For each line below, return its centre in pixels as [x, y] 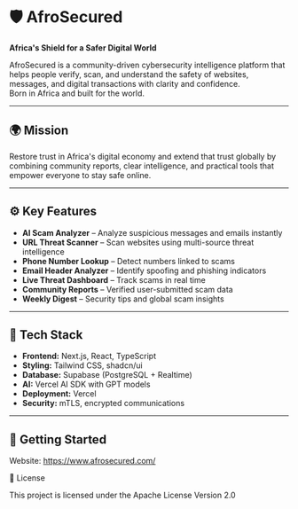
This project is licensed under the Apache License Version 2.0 [123, 495]
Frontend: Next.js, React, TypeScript [89, 356]
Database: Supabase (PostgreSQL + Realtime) [107, 375]
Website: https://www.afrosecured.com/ [82, 461]
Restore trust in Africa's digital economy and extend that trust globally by [143, 156]
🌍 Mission [39, 131]
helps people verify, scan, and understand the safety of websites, [129, 74]
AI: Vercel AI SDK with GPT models [86, 384]
